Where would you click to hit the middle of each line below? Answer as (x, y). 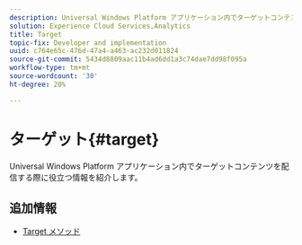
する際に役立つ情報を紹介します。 (80, 177)
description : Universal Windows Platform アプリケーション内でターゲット (140, 17)
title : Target (36, 34)
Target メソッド (51, 232)
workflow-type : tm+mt (50, 68)
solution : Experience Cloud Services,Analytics (100, 26)
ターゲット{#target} (84, 139)
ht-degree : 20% (38, 84)
